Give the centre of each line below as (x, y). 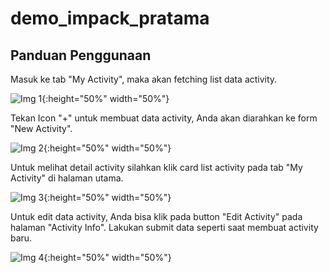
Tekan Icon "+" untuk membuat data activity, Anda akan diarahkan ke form (164, 118)
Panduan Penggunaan (81, 55)
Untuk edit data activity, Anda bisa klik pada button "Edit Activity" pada (156, 216)
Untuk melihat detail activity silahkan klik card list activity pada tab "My (156, 167)
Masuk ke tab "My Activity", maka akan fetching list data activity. (144, 79)
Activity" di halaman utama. (67, 178)
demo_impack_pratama (110, 18)
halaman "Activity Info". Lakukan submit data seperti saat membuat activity (164, 227)
